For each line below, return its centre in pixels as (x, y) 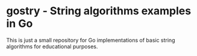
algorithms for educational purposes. (52, 46)
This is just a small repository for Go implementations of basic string (91, 40)
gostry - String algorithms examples (99, 11)
